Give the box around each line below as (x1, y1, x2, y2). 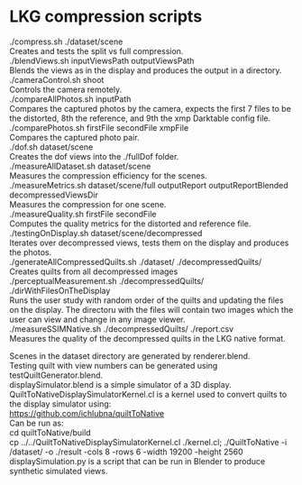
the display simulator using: (9, 398, 112, 409)
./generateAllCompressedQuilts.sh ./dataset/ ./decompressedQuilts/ (9, 256, 262, 267)
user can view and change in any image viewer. (9, 314, 187, 325)
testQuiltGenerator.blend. (9, 370, 104, 380)
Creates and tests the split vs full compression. (9, 45, 184, 56)
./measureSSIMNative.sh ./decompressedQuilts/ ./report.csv (9, 323, 234, 334)
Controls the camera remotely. (9, 84, 123, 95)
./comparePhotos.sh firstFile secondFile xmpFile (9, 122, 189, 133)
